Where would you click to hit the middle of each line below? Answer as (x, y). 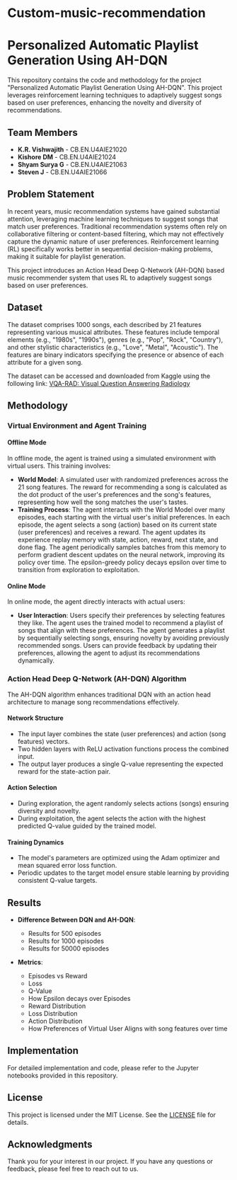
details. (18, 1122)
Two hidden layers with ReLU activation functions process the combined (123, 749)
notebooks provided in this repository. (63, 1075)
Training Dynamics (36, 842)
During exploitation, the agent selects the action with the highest (112, 818)
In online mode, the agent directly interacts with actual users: (96, 602)
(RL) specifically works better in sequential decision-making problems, (110, 248)
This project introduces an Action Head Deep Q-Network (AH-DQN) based (116, 270)
